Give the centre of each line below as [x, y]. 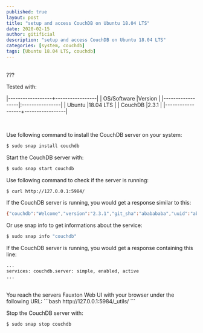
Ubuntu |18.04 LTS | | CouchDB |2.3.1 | [115, 105]
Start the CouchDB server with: [45, 157]
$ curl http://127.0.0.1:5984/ [46, 191]
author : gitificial [31, 35]
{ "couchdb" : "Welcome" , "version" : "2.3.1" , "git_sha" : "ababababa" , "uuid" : [98, 214]
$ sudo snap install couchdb [43, 146]
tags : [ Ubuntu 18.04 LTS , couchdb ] [51, 51]
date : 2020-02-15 [28, 29]
